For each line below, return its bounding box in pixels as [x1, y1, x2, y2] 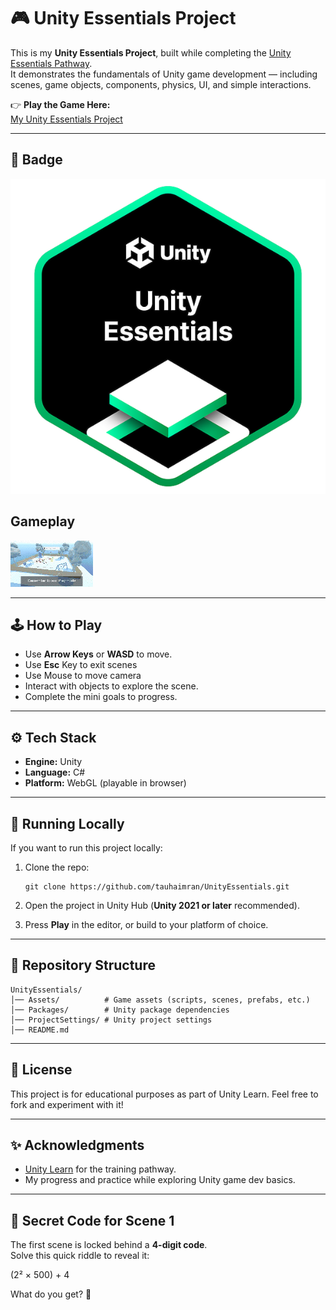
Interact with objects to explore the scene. [24, 680, 199, 692]
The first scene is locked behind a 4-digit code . [10, 1239, 208, 1251]
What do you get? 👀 [10, 1288, 92, 1300]
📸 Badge [10, 151, 63, 169]
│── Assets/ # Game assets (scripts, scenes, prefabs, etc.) [10, 995, 311, 1005]
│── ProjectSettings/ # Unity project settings [10, 1015, 213, 1025]
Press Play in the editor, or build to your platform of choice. [24, 919, 269, 930]
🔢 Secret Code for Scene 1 [10, 1212, 175, 1229]
